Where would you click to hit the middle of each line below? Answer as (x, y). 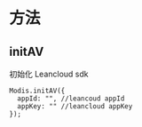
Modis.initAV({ (37, 91)
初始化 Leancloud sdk (49, 74)
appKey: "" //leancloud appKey (75, 107)
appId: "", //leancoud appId (71, 99)
